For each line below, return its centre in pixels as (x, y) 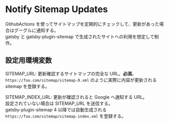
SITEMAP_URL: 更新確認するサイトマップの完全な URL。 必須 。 (71, 73)
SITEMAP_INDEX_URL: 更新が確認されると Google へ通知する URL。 (76, 97)
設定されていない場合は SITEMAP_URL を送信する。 (59, 103)
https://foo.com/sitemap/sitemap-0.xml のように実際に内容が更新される (81, 80)
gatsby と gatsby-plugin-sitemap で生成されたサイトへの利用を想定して (80, 36)
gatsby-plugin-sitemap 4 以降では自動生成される (56, 109)
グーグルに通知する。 (36, 30)
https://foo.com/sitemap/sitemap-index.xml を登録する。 (66, 116)
